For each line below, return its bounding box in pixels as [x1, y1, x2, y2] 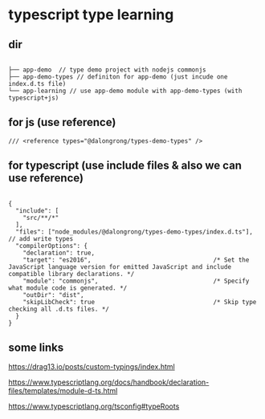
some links [8, 341, 64, 355]
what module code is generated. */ [8, 283, 128, 292]
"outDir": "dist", [22, 291, 84, 299]
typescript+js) [8, 94, 59, 102]
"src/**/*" [22, 214, 59, 222]
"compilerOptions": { [15, 242, 88, 250]
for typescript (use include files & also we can [8, 159, 243, 173]
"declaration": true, [22, 249, 95, 257]
